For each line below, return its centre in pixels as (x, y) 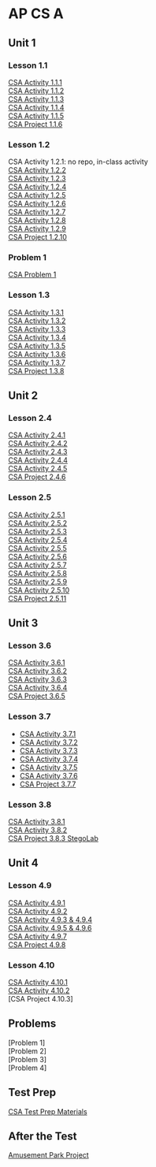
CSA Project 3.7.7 (48, 784)
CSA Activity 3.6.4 (38, 688)
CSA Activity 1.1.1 (35, 82)
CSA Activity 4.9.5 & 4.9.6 (50, 927)
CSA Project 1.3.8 (36, 370)
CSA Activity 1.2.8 (37, 221)
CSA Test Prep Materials (48, 1111)
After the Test (43, 1137)
